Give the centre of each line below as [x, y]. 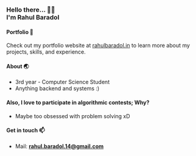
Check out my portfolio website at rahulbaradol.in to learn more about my [98, 46]
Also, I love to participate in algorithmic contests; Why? [78, 102]
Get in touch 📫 [26, 130]
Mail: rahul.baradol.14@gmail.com [59, 146]
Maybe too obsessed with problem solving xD [72, 116]
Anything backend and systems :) [57, 88]
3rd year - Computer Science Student [62, 82]
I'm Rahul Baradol [33, 17]
